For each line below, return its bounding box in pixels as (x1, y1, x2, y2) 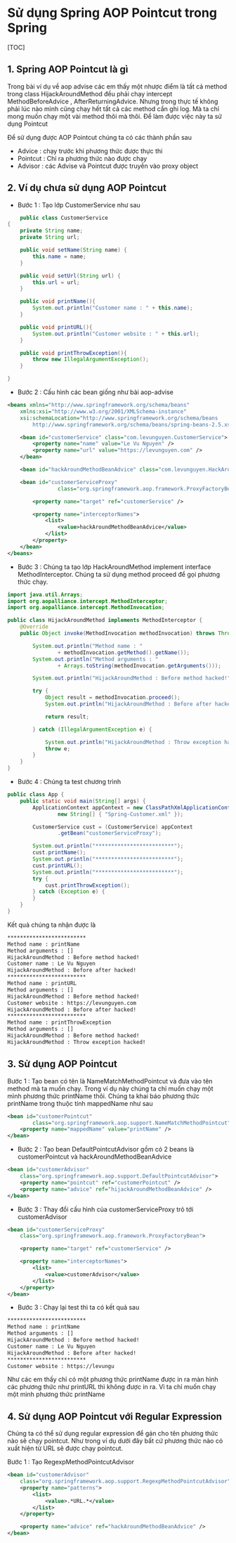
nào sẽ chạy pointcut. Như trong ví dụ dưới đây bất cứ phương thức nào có (7, 1437, 223, 1445)
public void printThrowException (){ (20, 349, 128, 356)
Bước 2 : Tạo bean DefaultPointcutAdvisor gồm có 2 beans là (17, 1145, 195, 1154)
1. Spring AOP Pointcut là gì (7, 63, 129, 75)
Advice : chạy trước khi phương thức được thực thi (17, 146, 163, 155)
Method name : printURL (7, 980, 77, 987)
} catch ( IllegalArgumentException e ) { (32, 726, 152, 733)
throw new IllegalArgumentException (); (32, 356, 150, 363)
